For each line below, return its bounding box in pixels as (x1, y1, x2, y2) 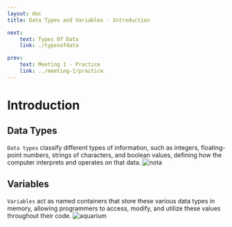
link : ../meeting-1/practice (19, 67, 104, 74)
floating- (200, 143, 226, 151)
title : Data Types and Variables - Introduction (7, 17, 150, 24)
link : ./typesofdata (19, 42, 79, 49)
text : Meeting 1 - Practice (19, 61, 100, 68)
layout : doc (7, 10, 42, 17)
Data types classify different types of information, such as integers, (7, 143, 199, 151)
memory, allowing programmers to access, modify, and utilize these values (7, 204, 221, 212)
